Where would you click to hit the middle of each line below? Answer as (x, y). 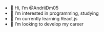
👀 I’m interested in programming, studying (54, 13)
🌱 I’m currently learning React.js (44, 19)
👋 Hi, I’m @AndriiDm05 (34, 8)
